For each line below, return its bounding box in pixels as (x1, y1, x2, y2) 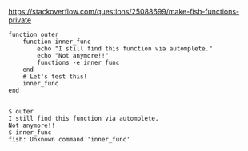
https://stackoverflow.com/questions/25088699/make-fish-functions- (8, 7, 240, 16)
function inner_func (22, 38, 91, 46)
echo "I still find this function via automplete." (37, 45, 214, 53)
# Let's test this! (22, 73, 88, 81)
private (8, 15, 32, 25)
